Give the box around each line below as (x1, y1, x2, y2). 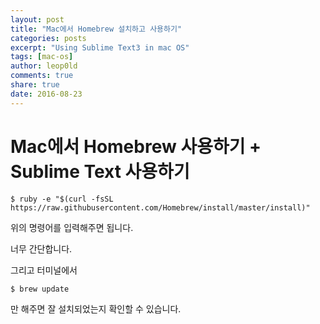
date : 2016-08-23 (10, 89, 83, 99)
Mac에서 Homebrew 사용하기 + (10, 135, 262, 158)
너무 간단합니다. (10, 242, 73, 255)
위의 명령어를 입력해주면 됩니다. (10, 221, 134, 233)
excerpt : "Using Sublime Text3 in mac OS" (10, 42, 190, 53)
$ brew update (10, 284, 70, 294)
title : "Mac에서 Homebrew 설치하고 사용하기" (10, 24, 183, 34)
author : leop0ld (10, 61, 78, 71)
